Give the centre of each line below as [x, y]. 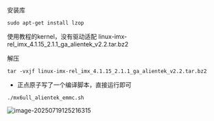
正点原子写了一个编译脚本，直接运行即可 [74, 85]
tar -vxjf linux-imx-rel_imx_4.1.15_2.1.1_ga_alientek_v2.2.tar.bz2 [107, 71]
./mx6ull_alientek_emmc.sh [46, 98]
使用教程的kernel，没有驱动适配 [52, 37]
